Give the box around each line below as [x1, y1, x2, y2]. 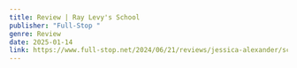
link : [9, 46, 29, 55]
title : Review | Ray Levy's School [9, 12, 141, 22]
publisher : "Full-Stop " [9, 21, 101, 30]
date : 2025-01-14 [9, 37, 73, 47]
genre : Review [9, 29, 62, 38]
